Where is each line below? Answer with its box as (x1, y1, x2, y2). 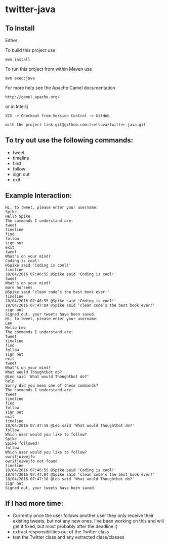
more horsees (5, 285, 33, 290)
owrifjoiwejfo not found (5, 458, 58, 464)
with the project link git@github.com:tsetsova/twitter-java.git (5, 122, 146, 127)
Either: (5, 37, 19, 43)
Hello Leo (5, 325, 26, 330)
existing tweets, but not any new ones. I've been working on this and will (12, 518, 164, 524)
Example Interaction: (5, 191, 72, 200)
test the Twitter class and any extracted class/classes (12, 534, 125, 540)
